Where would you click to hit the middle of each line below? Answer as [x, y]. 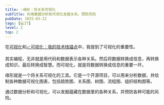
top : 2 [12, 32]
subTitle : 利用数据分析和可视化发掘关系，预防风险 [51, 14]
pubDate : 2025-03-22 [26, 19]
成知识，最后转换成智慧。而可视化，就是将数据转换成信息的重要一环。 [76, 65]
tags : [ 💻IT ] [18, 23]
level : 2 [14, 28]
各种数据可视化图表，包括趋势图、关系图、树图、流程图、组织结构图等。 [82, 81]
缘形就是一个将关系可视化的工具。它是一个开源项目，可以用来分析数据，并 [80, 75]
